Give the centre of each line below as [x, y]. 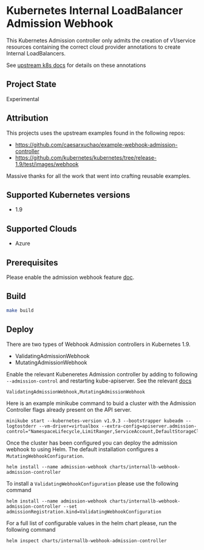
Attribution [27, 118]
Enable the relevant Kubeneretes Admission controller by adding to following [102, 374]
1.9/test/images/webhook [47, 164]
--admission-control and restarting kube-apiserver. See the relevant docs [99, 381]
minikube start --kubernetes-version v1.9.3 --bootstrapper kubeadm [95, 421]
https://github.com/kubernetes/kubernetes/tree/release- [86, 157]
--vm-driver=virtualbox [69, 426]
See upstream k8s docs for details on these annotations [76, 65]
